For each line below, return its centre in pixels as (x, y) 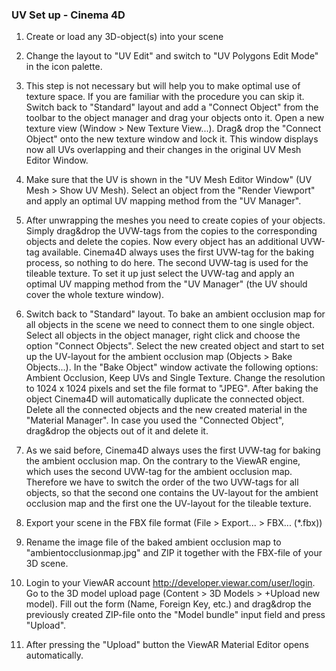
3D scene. (47, 564)
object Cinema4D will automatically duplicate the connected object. (165, 399)
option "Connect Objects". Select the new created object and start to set (175, 346)
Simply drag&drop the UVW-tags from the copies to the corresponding (171, 231)
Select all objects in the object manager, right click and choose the (163, 335)
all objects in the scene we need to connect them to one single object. (170, 325)
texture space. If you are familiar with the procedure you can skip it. (165, 97)
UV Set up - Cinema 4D (68, 15)
